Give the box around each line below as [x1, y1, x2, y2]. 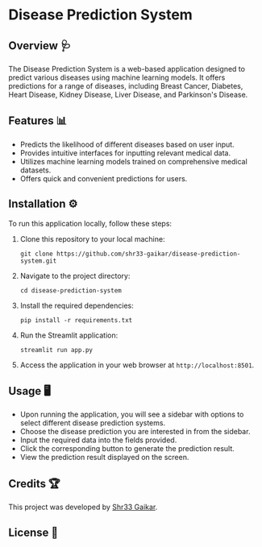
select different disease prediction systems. [19, 418, 166, 428]
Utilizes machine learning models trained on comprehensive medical [19, 156, 247, 166]
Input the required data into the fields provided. [19, 435, 177, 445]
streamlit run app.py [19, 346, 93, 354]
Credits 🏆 [8, 477, 60, 491]
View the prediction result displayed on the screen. [19, 453, 189, 462]
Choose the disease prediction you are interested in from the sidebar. [19, 427, 251, 437]
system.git [19, 256, 57, 265]
